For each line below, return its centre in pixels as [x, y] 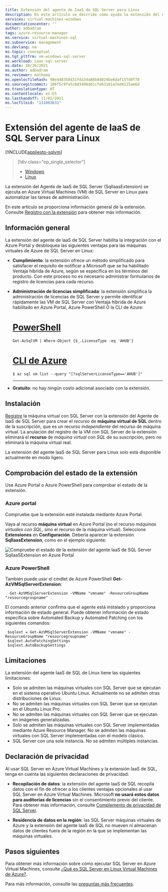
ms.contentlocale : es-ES [31, 94]
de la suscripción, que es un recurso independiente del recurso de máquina [83, 426]
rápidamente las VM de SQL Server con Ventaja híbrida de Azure [79, 302]
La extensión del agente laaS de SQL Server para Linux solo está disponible [83, 452]
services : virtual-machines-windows [43, 19]
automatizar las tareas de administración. [48, 197]
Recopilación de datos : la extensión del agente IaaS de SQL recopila [83, 783]
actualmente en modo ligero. [35, 457]
